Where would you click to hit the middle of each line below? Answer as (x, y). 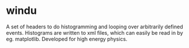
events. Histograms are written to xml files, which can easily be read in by (95, 32)
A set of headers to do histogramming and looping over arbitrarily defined (95, 27)
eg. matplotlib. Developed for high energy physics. (67, 39)
